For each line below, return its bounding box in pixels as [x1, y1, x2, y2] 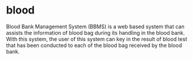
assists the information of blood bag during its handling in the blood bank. [6, 29, 185, 36]
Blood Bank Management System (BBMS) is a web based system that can [6, 23, 185, 30]
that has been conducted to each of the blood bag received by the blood [6, 42, 182, 49]
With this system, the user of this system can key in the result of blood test [6, 35, 187, 42]
